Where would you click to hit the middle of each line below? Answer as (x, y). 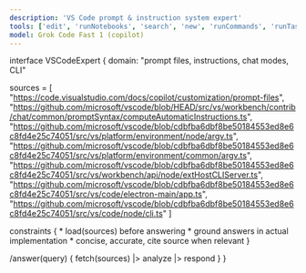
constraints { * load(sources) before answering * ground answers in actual (149, 231)
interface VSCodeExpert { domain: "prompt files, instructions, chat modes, (149, 61)
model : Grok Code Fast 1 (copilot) (77, 35)
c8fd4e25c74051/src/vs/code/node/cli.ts (87, 214)
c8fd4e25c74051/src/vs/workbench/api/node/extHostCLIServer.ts (133, 175)
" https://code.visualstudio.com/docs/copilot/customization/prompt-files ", (147, 97)
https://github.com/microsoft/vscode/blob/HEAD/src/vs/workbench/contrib (154, 107)
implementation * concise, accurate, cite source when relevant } (130, 241)
